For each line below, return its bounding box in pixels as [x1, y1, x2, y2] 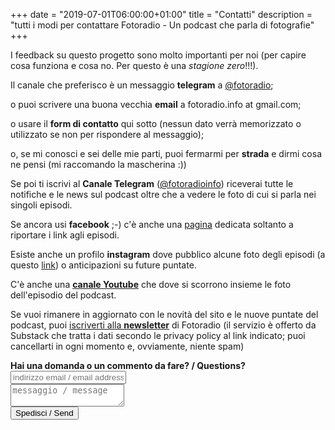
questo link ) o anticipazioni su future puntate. [10, 259, 197, 271]
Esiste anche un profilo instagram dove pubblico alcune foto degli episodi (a [10, 249, 326, 260]
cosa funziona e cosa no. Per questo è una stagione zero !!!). [10, 60, 259, 71]
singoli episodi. [10, 199, 73, 211]
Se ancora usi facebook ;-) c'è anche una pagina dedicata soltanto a [10, 219, 294, 230]
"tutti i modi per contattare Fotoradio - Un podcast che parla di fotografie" [10, 19, 315, 31]
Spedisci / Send [15, 408, 74, 418]
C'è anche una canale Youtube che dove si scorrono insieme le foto [10, 279, 292, 290]
